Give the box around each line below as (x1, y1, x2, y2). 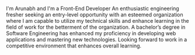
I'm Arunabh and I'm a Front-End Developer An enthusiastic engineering (6, 5, 179, 12)
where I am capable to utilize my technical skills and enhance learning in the (6, 18, 189, 24)
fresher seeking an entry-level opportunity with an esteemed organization (6, 11, 184, 18)
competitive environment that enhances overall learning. (6, 42, 142, 49)
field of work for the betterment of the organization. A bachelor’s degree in (6, 23, 186, 30)
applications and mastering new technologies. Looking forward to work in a (6, 36, 187, 43)
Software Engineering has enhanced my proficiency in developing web (6, 30, 176, 37)
